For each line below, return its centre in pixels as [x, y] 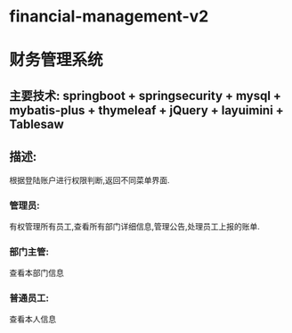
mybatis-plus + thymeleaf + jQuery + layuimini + [147, 110]
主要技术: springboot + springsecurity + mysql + [146, 96]
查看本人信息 [32, 320]
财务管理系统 [57, 60]
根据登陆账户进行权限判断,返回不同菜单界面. [90, 179]
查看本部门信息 [36, 273]
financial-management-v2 [109, 17]
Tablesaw [36, 124]
